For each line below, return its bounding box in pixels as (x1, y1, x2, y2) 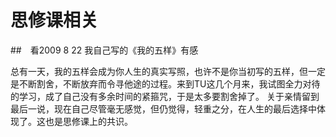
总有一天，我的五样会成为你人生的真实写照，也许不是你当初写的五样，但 (10, 65, 308, 77)
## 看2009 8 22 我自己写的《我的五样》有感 (10, 44, 199, 56)
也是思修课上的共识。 (44, 115, 133, 127)
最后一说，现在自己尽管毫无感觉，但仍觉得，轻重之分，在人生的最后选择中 (10, 102, 317, 115)
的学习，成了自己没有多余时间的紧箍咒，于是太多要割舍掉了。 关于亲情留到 (10, 90, 320, 102)
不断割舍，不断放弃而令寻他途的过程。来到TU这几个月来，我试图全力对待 (18, 77, 321, 90)
